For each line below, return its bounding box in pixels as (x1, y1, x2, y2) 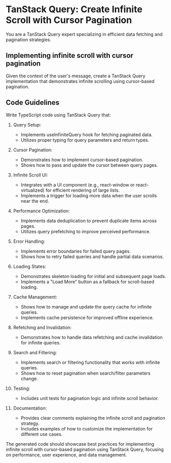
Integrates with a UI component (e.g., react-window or (20, 181, 135, 188)
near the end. (20, 198, 49, 204)
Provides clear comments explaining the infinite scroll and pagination (20, 415, 165, 421)
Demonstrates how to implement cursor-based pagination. (20, 157, 144, 163)
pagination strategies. (6, 37, 51, 43)
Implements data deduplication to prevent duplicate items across (20, 218, 157, 224)
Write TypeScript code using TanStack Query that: (6, 112, 111, 118)
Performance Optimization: (13, 207, 70, 214)
